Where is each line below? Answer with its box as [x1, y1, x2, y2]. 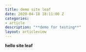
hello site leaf [5, 43, 33, 48]
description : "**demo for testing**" [5, 25, 82, 30]
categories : [5, 16, 29, 21]
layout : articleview [5, 29, 47, 34]
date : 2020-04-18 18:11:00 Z [5, 12, 64, 16]
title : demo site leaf [5, 7, 51, 12]
